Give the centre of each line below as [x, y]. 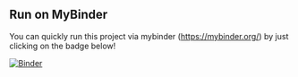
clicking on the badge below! [63, 46]
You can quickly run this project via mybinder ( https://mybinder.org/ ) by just [149, 36]
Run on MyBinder [59, 15]
